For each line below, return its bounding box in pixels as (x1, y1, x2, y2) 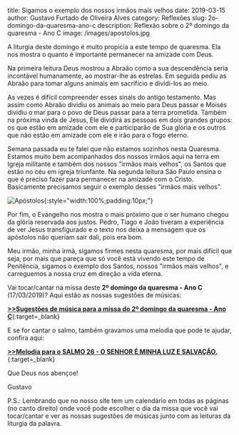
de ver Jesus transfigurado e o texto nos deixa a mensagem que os (7, 225, 206, 234)
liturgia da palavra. (7, 419, 62, 427)
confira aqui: (7, 334, 45, 342)
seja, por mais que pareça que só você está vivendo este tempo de (7, 255, 205, 262)
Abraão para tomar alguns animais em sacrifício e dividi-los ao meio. (7, 79, 209, 88)
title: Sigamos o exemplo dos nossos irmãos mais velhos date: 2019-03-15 (7, 6, 226, 14)
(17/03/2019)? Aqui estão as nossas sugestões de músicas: (7, 291, 182, 299)
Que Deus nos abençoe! (7, 369, 78, 377)
